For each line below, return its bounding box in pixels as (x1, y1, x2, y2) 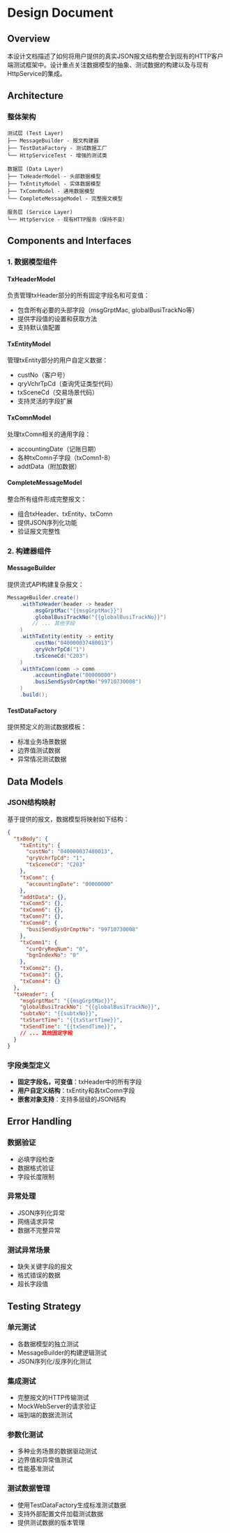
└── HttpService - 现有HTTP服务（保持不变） (7, 216, 128, 223)
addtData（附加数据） (17, 462, 82, 470)
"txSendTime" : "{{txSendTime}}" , (20, 1023, 117, 1031)
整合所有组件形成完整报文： (7, 495, 87, 503)
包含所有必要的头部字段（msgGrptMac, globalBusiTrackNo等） (17, 306, 199, 314)
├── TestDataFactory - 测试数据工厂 (7, 144, 107, 151)
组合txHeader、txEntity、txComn (17, 509, 113, 518)
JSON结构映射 (7, 798, 56, 808)
